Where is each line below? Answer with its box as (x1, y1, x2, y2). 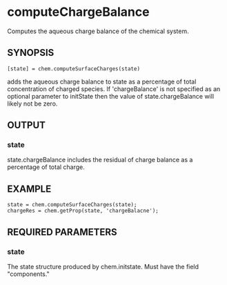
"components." (7, 270, 50, 278)
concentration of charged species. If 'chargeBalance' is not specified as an (7, 84, 221, 93)
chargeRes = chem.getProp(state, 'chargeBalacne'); (7, 208, 159, 215)
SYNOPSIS (7, 47, 55, 59)
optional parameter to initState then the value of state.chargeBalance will (7, 92, 215, 100)
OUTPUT (7, 119, 46, 131)
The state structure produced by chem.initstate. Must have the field (7, 262, 199, 271)
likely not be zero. (7, 99, 58, 108)
